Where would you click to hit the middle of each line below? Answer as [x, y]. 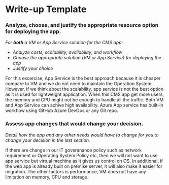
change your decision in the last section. [48, 140]
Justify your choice [33, 68]
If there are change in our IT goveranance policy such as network [74, 150]
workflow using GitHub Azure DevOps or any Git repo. [62, 110]
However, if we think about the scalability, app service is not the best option [84, 89]
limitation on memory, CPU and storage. [47, 177]
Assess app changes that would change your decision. [74, 124]
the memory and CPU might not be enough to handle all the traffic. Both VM [84, 100]
